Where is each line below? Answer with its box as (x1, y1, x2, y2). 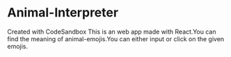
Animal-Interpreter (7, 5, 119, 21)
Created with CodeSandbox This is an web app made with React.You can (7, 27, 216, 36)
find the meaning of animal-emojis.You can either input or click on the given (7, 34, 225, 43)
